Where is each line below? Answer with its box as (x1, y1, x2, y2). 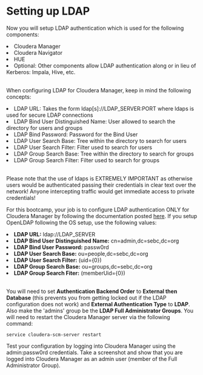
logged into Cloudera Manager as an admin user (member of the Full (6, 355, 178, 362)
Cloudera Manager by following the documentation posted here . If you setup (6, 212, 198, 219)
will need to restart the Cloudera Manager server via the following (6, 313, 171, 320)
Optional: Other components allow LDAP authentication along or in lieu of (14, 62, 196, 69)
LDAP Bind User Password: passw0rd (14, 243, 109, 250)
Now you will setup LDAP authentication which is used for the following (6, 24, 184, 32)
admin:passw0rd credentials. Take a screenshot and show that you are (6, 348, 183, 356)
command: (6, 320, 33, 327)
